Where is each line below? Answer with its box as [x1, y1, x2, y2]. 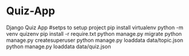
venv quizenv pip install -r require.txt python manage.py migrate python [6, 30, 182, 37]
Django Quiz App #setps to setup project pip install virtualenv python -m [6, 24, 184, 31]
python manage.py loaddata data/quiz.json [6, 43, 111, 50]
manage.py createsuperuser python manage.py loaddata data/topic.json [6, 36, 184, 43]
